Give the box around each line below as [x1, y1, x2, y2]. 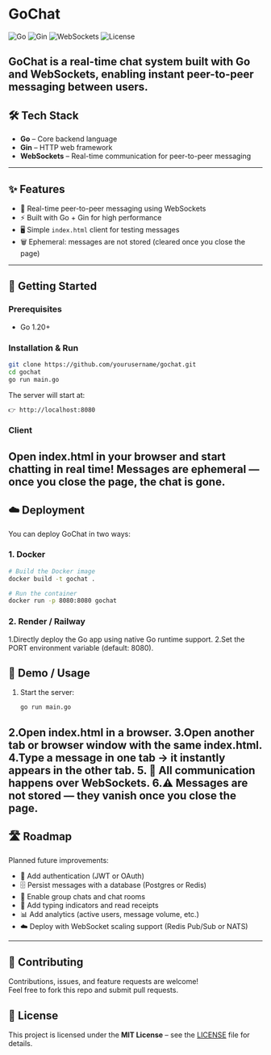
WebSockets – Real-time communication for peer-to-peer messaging [19, 151, 252, 161]
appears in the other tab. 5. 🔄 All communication [8, 764, 256, 777]
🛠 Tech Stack [8, 108, 79, 122]
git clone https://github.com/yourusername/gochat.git [8, 360, 197, 368]
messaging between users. [8, 80, 148, 94]
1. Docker [8, 549, 46, 560]
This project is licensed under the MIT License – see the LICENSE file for [8, 1030, 250, 1040]
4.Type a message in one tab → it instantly [8, 751, 226, 764]
